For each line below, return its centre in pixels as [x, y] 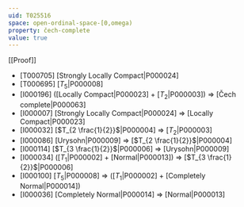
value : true [28, 38]
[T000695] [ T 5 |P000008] [61, 85]
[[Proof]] [23, 60]
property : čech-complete [49, 30]
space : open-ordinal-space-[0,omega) [71, 23]
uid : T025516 [30, 15]
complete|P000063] [53, 105]
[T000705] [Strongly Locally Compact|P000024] [99, 75]
